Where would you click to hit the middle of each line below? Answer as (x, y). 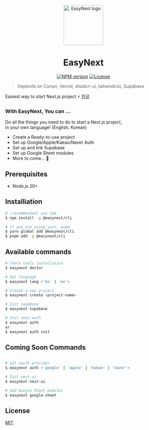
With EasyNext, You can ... (38, 111)
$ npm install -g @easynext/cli (38, 218)
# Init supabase (22, 304)
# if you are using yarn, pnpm (37, 227)
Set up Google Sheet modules (43, 153)
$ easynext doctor (24, 268)
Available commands (38, 252)
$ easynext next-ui (25, 382)
